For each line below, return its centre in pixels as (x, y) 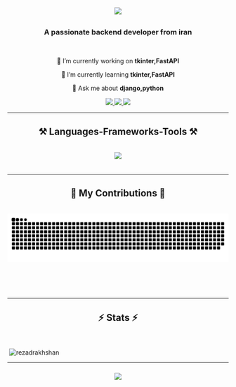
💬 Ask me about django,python (118, 88)
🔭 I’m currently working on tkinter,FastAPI (118, 61)
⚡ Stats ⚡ (118, 318)
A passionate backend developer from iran (118, 32)
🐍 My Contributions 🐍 (118, 193)
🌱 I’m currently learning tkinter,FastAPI (118, 75)
